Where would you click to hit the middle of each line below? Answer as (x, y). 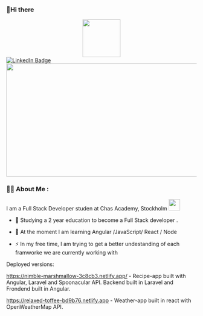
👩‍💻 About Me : (28, 189)
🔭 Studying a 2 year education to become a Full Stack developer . (96, 220)
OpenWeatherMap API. (35, 306)
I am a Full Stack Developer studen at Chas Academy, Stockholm (87, 208)
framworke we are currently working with (66, 252)
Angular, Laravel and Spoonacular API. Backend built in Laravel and (90, 282)
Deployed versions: (30, 264)
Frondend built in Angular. (38, 288)
